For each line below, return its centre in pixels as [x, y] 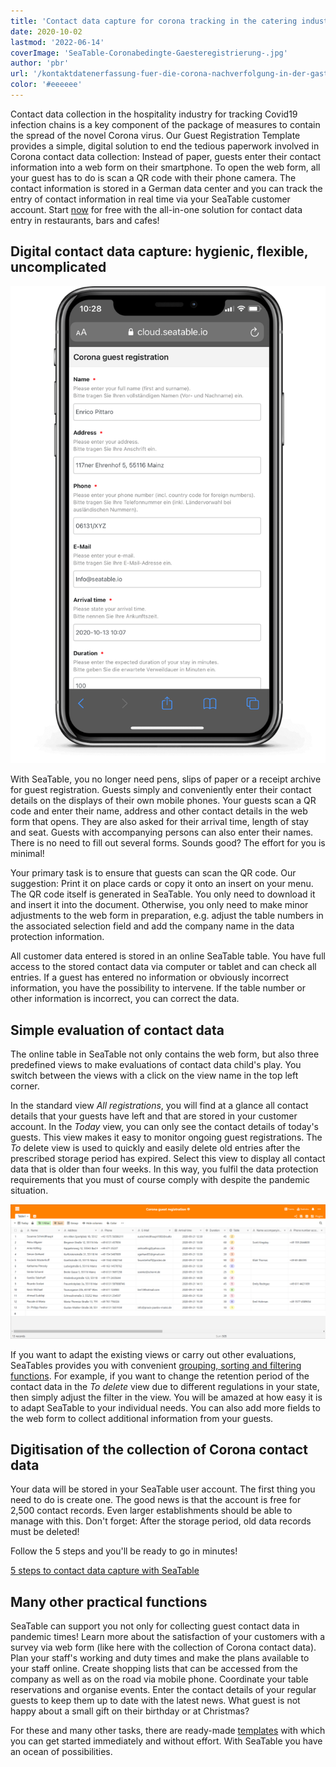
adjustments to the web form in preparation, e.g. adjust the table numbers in [167, 916]
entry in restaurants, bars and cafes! [85, 220]
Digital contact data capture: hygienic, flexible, [159, 251]
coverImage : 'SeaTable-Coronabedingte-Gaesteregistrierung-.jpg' [149, 53]
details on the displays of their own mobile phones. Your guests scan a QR [163, 801]
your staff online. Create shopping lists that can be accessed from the [154, 1669]
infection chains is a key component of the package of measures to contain [165, 124]
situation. [29, 1190]
